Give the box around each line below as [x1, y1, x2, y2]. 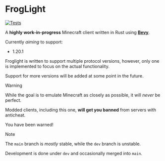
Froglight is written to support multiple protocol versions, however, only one [5, 58, 160, 64]
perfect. [5, 97, 21, 103]
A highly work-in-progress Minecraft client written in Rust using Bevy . [5, 29, 150, 35]
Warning [5, 82, 22, 88]
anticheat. [5, 112, 26, 118]
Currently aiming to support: [5, 39, 63, 45]
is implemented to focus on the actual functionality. [5, 63, 110, 69]
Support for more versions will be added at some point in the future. [5, 73, 144, 79]
